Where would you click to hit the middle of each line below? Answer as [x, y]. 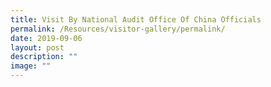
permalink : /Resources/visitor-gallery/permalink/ [118, 29]
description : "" [44, 57]
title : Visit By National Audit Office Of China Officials [136, 19]
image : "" [31, 66]
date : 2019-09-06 [46, 38]
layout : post [37, 47]
